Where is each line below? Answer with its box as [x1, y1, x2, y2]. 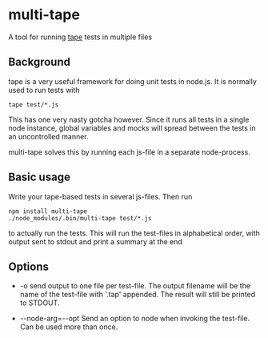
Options [8, 260, 50, 273]
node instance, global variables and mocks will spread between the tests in [8, 123, 256, 133]
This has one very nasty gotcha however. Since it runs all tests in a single [8, 115, 250, 124]
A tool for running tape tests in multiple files [8, 32, 153, 42]
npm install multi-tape [8, 207, 88, 215]
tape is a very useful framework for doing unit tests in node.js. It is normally [8, 76, 258, 86]
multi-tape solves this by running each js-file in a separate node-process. [8, 147, 250, 157]
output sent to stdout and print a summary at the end [8, 236, 182, 246]
